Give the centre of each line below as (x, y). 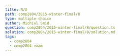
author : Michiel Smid (27, 23)
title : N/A (16, 9)
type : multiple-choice (28, 19)
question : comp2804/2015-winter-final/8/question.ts (60, 28)
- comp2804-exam (26, 46)
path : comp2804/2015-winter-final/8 (43, 14)
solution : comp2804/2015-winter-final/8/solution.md (60, 32)
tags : (11, 37)
